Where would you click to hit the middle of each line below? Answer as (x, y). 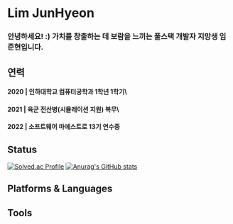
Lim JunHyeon (51, 13)
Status (22, 149)
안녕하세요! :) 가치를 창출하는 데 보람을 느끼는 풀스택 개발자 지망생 (113, 37)
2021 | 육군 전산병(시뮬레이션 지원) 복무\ (63, 109)
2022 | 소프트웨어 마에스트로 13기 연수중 (64, 127)
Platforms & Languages (60, 189)
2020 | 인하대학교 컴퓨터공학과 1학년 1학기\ (67, 92)
